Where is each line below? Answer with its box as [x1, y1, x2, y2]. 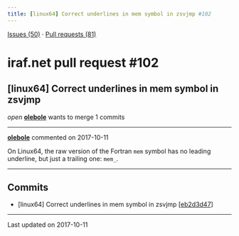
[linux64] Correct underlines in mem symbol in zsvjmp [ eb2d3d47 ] [17, 200, 213, 209]
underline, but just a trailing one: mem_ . [7, 154, 119, 163]
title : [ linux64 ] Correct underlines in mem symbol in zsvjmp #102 [7, 10, 212, 18]
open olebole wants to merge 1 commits [7, 113, 125, 121]
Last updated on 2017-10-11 [7, 220, 88, 229]
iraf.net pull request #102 [7, 55, 159, 71]
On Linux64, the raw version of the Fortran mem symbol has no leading [7, 147, 211, 155]
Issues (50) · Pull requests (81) [7, 30, 97, 38]
